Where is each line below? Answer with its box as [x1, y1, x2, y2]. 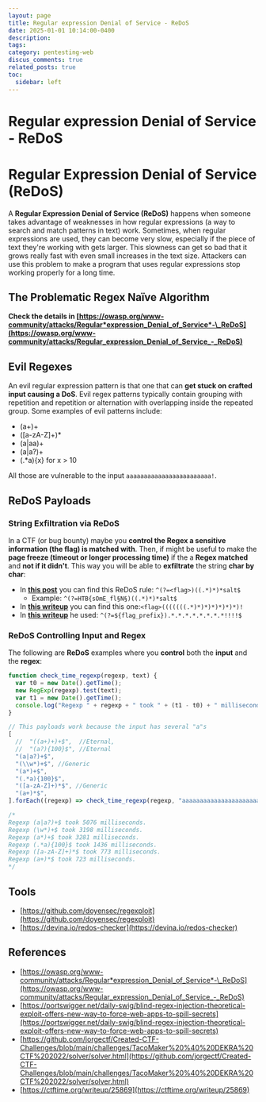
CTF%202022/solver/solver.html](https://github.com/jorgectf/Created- [19, 1051, 252, 1061]
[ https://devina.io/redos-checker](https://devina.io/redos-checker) [19, 923, 238, 932]
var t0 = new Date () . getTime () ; [15, 680, 123, 688]
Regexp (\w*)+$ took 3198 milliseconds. [8, 826, 144, 834]
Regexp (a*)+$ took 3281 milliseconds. [8, 833, 140, 842]
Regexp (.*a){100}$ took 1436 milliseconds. [8, 841, 158, 849]
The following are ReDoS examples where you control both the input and [8, 648, 248, 657]
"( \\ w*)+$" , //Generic [15, 760, 90, 768]
